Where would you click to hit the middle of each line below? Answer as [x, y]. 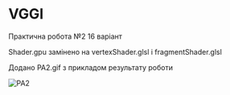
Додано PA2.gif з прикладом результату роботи [90, 67]
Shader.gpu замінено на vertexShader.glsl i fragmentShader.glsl [115, 52]
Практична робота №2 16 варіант [66, 36]
